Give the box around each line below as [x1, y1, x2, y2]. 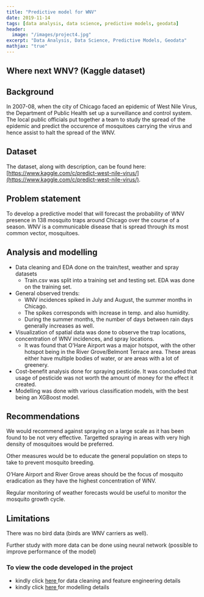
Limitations [6, 513, 50, 524]
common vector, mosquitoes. [6, 229, 80, 236]
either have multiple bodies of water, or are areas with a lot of [24, 355, 179, 362]
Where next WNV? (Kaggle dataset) [6, 66, 145, 77]
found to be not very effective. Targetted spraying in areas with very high [6, 434, 191, 441]
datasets [15, 270, 38, 277]
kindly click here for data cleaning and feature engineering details [15, 577, 181, 585]
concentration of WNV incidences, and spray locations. [15, 335, 155, 342]
